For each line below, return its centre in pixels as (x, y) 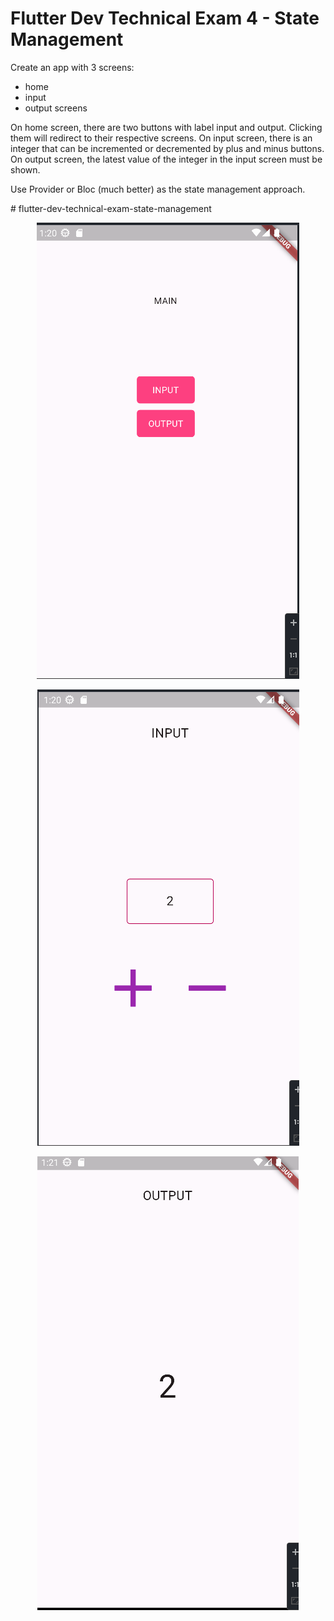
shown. (25, 169)
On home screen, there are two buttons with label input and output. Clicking (166, 127)
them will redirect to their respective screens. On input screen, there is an (161, 138)
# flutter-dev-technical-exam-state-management (111, 208)
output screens (56, 108)
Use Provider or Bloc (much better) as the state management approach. (158, 189)
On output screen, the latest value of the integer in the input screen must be (166, 159)
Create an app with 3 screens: (72, 67)
